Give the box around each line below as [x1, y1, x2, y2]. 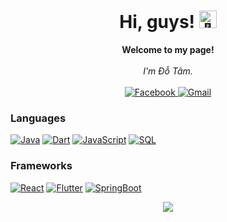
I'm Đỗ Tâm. [143, 65, 193, 77]
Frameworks [10, 159, 73, 173]
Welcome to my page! [121, 43, 215, 55]
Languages [10, 111, 67, 125]
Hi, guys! [119, 11, 196, 34]
